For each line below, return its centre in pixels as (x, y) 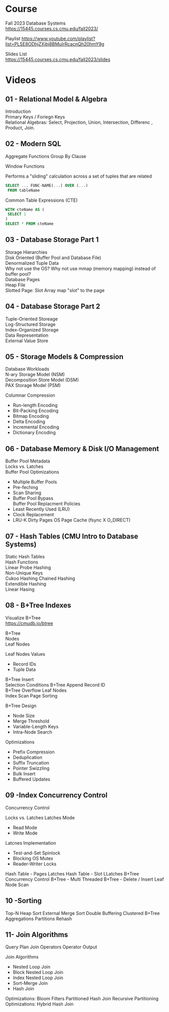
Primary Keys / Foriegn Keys (35, 116)
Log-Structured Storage (30, 324)
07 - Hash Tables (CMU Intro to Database (72, 536)
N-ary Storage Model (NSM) (35, 375)
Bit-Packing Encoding (36, 411)
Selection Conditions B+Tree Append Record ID (55, 685)
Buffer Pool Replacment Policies (46, 504)
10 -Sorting (24, 901)
